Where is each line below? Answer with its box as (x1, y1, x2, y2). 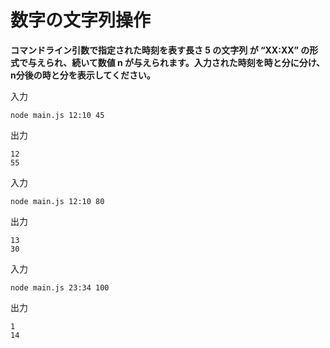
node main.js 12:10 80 (10, 196, 105, 206)
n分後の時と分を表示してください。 (10, 69, 156, 81)
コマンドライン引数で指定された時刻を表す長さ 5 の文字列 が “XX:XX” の (10, 44, 310, 56)
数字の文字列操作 (10, 9, 152, 32)
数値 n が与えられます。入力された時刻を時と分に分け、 (97, 56, 325, 68)
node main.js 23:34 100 (10, 282, 110, 293)
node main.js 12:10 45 (10, 110, 105, 120)
